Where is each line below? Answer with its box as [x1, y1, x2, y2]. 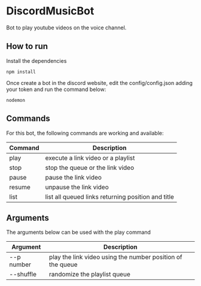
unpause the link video [45, 182, 109, 191]
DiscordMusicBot [6, 4, 95, 18]
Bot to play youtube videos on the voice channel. [6, 24, 127, 31]
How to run [6, 41, 48, 51]
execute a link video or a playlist [45, 154, 135, 162]
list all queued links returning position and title [45, 193, 175, 201]
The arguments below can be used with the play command [6, 229, 151, 236]
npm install [6, 69, 36, 75]
